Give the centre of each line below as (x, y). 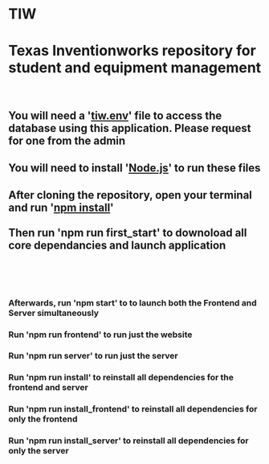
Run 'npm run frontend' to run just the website (100, 335)
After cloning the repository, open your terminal (130, 195)
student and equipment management (135, 68)
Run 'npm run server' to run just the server (93, 356)
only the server (39, 451)
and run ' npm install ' (61, 208)
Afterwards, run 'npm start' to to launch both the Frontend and (132, 302)
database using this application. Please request (130, 128)
